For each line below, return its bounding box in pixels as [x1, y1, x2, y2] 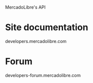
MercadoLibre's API [5, 4, 46, 10]
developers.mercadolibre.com [5, 38, 67, 44]
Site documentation [5, 22, 89, 33]
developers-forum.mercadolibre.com [5, 72, 81, 78]
